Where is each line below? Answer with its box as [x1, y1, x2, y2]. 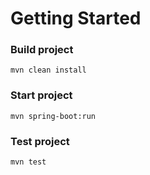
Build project [10, 43, 74, 57]
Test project [10, 134, 70, 148]
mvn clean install [10, 65, 87, 76]
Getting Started [10, 7, 142, 30]
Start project [10, 88, 73, 102]
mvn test [10, 157, 47, 167]
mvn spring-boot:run [10, 111, 97, 121]
